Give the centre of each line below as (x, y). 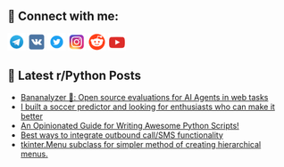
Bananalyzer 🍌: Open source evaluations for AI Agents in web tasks (144, 97)
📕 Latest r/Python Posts (75, 76)
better (31, 115)
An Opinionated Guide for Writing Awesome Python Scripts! (129, 125)
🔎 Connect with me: (63, 16)
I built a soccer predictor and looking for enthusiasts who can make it (147, 107)
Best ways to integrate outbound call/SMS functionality (122, 135)
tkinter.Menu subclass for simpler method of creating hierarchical (141, 144)
